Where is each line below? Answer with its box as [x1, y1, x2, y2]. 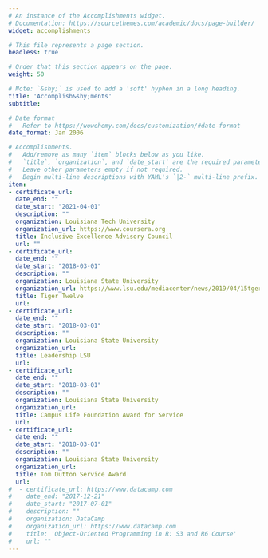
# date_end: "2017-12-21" [8, 492, 105, 500]
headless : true [8, 49, 59, 57]
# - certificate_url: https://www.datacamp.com [8, 485, 173, 493]
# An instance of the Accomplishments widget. [8, 11, 166, 20]
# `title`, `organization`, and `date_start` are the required [8, 158, 230, 166]
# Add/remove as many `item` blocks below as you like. [8, 151, 205, 159]
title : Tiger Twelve [15, 292, 84, 300]
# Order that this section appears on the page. [8, 63, 173, 71]
